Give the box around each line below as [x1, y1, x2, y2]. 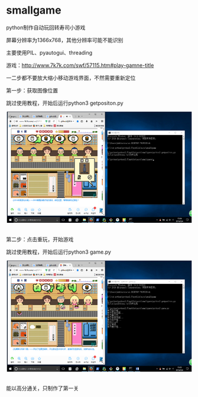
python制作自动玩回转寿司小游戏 [6, 24, 86, 31]
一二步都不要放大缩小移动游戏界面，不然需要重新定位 [6, 74, 136, 81]
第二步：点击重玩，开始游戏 [6, 235, 74, 243]
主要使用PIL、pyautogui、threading [6, 49, 93, 56]
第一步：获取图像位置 [6, 87, 58, 94]
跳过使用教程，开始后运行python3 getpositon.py [6, 99, 124, 107]
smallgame [6, 4, 61, 17]
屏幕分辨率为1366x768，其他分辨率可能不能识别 [6, 36, 124, 43]
